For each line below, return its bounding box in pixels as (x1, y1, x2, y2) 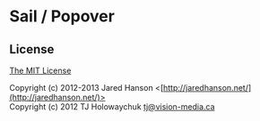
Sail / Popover (9, 6, 115, 27)
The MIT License (9, 65, 72, 76)
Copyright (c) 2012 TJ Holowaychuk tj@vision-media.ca (9, 101, 215, 112)
